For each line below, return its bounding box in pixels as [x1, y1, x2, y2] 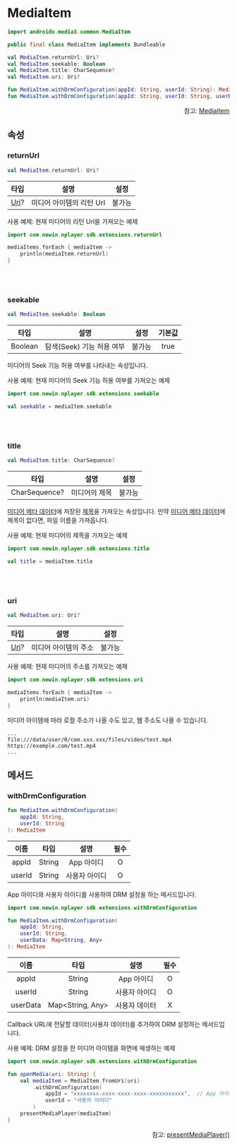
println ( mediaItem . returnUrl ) [20, 251, 109, 258]
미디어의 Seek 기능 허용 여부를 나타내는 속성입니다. [7, 362, 148, 370]
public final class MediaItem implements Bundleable [7, 41, 166, 48]
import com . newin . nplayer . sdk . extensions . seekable [7, 390, 159, 398]
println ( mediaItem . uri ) [20, 696, 90, 703]
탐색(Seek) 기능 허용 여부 [44, 342, 126, 352]
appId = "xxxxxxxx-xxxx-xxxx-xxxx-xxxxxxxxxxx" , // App [44, 1090, 217, 1097]
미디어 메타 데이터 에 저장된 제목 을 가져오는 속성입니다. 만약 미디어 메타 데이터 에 [7, 507, 226, 516]
